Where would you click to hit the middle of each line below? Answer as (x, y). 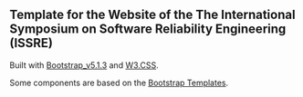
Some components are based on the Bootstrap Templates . (119, 82)
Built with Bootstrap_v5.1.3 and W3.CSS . (84, 65)
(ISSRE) (31, 43)
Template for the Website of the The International (152, 15)
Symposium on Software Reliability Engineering (148, 29)
